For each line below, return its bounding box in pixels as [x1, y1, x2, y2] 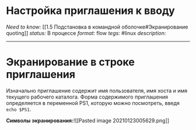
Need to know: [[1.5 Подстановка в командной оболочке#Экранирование [6, 23, 188, 30]
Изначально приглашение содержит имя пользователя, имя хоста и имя [6, 87, 188, 94]
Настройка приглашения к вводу [6, 4, 175, 17]
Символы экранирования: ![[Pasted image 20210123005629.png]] [6, 117, 170, 124]
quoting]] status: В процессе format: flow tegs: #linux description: [6, 29, 166, 36]
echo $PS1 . [6, 106, 32, 113]
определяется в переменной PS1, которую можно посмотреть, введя [6, 99, 180, 106]
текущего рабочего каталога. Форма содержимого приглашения [6, 93, 168, 100]
